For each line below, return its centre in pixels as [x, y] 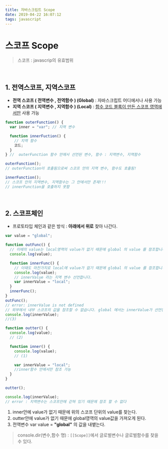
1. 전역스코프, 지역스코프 [40, 87]
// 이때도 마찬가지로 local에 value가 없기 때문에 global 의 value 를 [80, 268]
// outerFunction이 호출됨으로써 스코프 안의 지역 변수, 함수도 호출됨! [71, 168]
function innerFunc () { [34, 263]
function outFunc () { [28, 245]
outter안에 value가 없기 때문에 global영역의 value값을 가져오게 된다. [79, 418]
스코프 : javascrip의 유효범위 [45, 60]
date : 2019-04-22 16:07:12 [33, 15]
